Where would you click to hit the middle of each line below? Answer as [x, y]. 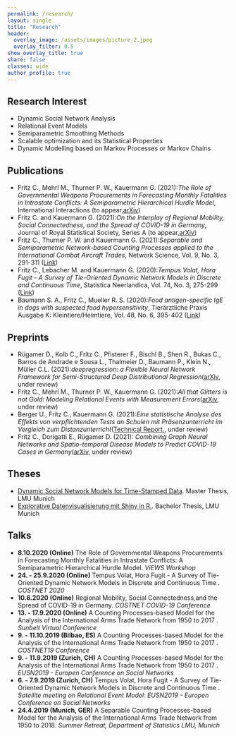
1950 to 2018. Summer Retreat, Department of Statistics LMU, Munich [119, 725]
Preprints [28, 337]
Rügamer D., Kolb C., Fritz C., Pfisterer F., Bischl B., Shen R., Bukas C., [119, 354]
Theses [24, 474]
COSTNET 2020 [41, 590]
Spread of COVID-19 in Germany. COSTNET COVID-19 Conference [114, 605]
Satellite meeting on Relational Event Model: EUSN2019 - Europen [113, 695]
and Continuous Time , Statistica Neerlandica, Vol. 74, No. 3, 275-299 [118, 285]
